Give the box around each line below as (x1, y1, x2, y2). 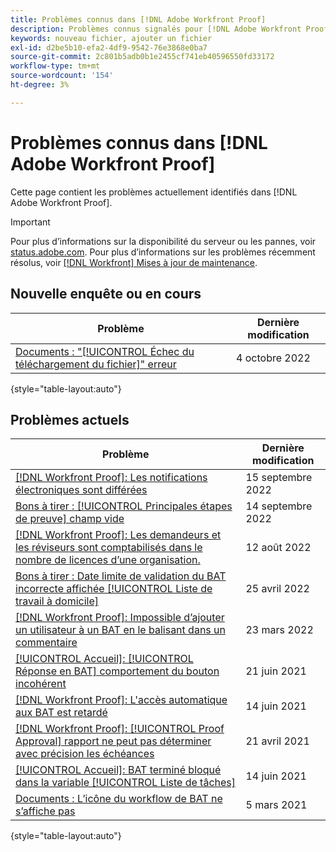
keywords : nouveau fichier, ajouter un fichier (10, 33, 213, 43)
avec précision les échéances (15, 747, 155, 761)
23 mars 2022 (245, 623, 314, 637)
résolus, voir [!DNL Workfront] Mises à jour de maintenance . (10, 256, 258, 268)
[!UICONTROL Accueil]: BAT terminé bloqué (15, 763, 222, 777)
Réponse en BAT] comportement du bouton (15, 664, 220, 678)
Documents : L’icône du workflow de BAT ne (15, 792, 223, 806)
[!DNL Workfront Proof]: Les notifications (15, 471, 208, 485)
